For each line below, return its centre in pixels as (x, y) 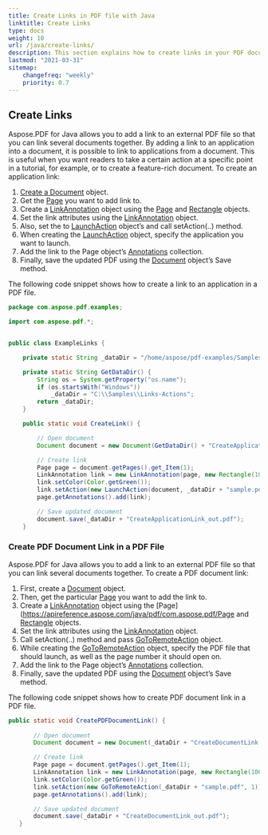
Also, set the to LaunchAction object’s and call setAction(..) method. (131, 226)
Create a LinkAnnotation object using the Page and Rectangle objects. (135, 210)
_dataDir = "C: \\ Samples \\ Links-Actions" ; (122, 394)
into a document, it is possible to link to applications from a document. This (132, 151)
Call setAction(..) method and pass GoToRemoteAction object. (121, 639)
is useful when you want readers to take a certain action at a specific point (131, 160)
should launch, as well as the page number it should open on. (120, 656)
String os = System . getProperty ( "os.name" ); (112, 380)
